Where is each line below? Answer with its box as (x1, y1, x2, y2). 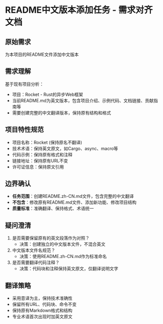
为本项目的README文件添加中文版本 (5, 52, 79, 57)
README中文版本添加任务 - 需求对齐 (5, 4, 153, 16)
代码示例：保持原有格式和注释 (12, 151, 72, 157)
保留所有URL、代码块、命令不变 (12, 302, 77, 307)
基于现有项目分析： (5, 81, 44, 87)
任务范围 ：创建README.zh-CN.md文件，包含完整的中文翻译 (12, 194, 134, 199)
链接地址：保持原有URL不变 (12, 157, 69, 164)
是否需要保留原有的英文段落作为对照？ (12, 235, 90, 241)
